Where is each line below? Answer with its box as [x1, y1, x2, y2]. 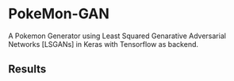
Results [8, 63, 47, 76]
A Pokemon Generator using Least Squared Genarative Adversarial [8, 31, 226, 40]
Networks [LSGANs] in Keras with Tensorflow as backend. [8, 39, 199, 48]
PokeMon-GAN [8, 5, 109, 23]
